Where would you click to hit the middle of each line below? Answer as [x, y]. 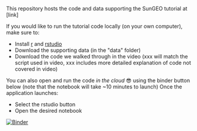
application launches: [32, 93]
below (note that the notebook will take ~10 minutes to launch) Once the [94, 87]
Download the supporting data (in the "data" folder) [78, 50]
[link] [12, 15]
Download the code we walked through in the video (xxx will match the [101, 56]
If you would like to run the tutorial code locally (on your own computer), [94, 26]
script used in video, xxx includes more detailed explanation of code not [103, 63]
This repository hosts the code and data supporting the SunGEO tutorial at [97, 9]
